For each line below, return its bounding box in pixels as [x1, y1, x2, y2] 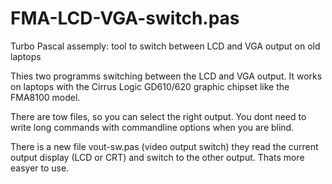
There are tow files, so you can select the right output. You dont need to [10, 110, 307, 122]
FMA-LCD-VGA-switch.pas [10, 7, 240, 30]
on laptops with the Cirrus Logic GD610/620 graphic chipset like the [10, 80, 290, 92]
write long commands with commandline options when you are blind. [10, 121, 295, 133]
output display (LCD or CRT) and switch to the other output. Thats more [10, 151, 305, 163]
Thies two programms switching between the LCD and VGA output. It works [10, 70, 323, 82]
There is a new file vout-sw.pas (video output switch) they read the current [10, 140, 319, 152]
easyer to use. [10, 162, 70, 174]
